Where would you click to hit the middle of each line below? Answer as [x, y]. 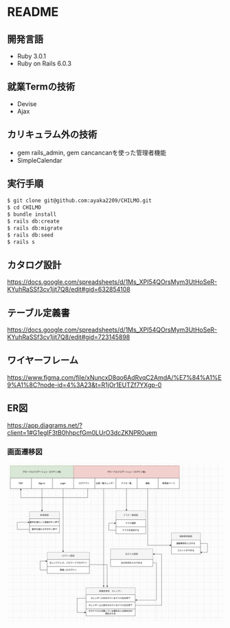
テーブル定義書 [38, 313]
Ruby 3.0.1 [32, 56]
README [33, 12]
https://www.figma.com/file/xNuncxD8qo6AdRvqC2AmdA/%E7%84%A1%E [114, 377]
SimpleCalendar [40, 160]
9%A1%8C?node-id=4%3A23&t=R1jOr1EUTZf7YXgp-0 [84, 385]
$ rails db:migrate [35, 228]
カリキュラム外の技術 [52, 135]
